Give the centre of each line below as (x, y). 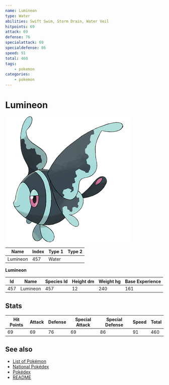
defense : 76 (18, 37)
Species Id (56, 281)
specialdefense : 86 (26, 48)
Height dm (83, 281)
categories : (18, 74)
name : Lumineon (21, 11)
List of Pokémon (29, 361)
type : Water (18, 16)
